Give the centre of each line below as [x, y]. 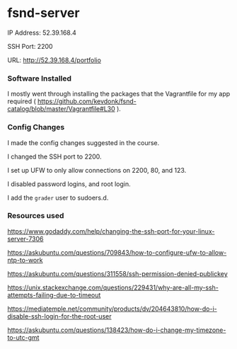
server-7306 [25, 239]
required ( [22, 101]
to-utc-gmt [23, 337]
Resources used [36, 216]
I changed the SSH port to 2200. [54, 156]
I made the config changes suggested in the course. [83, 142]
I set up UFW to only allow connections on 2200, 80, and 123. [97, 170]
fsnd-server [44, 13]
